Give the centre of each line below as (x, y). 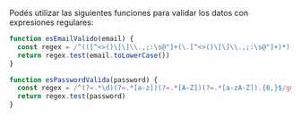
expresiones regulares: (52, 22)
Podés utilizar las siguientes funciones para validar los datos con (129, 13)
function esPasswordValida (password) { (84, 79)
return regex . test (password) (72, 96)
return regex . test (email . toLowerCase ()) (94, 55)
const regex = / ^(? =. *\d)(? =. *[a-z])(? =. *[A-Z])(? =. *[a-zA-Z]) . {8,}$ (150, 88)
